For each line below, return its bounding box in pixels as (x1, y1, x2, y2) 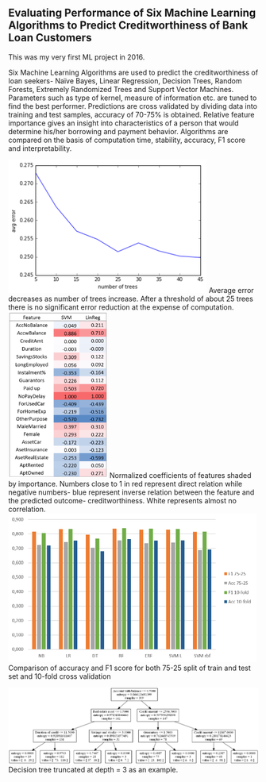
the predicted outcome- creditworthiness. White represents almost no (8, 495, 237, 505)
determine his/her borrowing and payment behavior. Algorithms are (8, 126, 229, 136)
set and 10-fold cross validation (8, 671, 111, 681)
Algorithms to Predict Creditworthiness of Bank (8, 19, 249, 33)
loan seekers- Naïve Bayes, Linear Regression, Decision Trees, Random (8, 75, 242, 86)
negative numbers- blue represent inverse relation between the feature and (8, 487, 255, 497)
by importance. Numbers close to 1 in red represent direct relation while (8, 479, 243, 488)
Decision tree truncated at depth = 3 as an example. (8, 765, 179, 775)
